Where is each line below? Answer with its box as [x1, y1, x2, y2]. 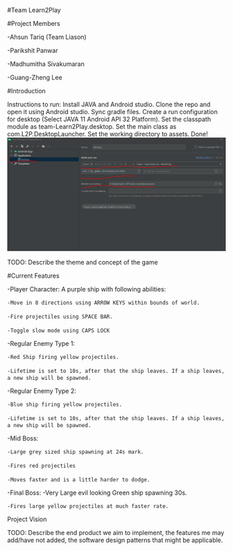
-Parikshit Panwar [7, 47, 58, 54]
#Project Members [7, 19, 60, 27]
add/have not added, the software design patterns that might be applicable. [7, 536, 223, 544]
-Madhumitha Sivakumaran [7, 60, 85, 68]
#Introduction [7, 87, 46, 95]
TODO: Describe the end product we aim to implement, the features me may [7, 528, 225, 536]
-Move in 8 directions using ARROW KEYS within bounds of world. [7, 299, 200, 306]
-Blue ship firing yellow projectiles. [7, 401, 123, 408]
